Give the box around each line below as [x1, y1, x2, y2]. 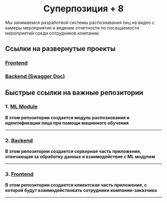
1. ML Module [5, 103, 38, 110]
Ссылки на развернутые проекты [5, 44, 116, 53]
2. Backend [5, 137, 33, 144]
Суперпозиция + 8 [43, 3, 124, 14]
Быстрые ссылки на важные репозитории [5, 88, 144, 97]
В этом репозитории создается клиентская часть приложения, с [5, 182, 147, 188]
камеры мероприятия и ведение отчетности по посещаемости [5, 24, 139, 30]
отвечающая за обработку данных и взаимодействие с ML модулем [5, 154, 156, 160]
